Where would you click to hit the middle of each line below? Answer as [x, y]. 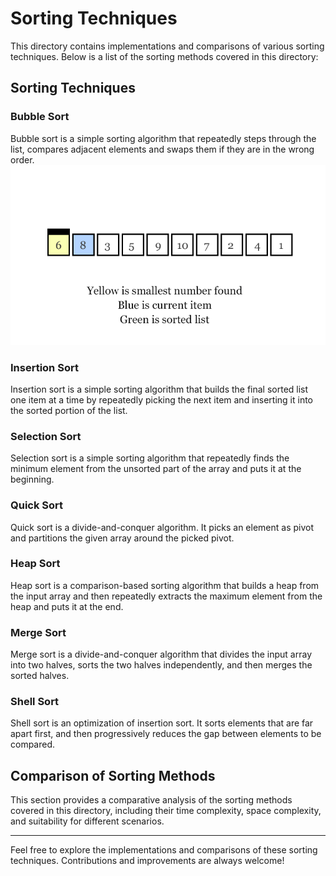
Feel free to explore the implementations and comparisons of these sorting [164, 850]
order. [22, 159]
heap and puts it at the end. [67, 606]
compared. [33, 744]
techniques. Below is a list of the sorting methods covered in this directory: [164, 56]
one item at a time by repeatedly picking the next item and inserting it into [162, 399]
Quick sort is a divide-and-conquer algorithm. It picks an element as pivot [162, 527]
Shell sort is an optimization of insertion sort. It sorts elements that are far [162, 723]
